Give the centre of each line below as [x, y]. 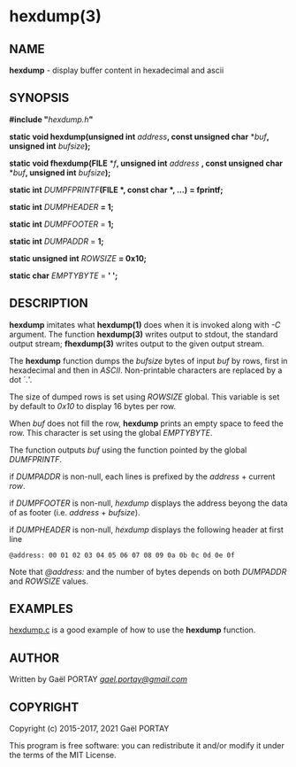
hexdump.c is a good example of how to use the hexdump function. [133, 630]
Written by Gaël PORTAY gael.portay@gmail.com [99, 679]
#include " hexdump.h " [51, 119]
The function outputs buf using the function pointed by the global [128, 450]
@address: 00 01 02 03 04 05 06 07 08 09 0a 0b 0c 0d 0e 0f [122, 555]
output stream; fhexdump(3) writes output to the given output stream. [137, 344]
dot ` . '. [21, 379]
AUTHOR [34, 658]
